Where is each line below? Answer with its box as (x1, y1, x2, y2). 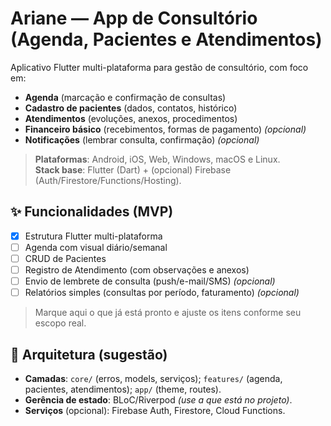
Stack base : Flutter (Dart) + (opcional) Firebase (34, 163, 232, 176)
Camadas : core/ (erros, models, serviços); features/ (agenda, (24, 372, 283, 384)
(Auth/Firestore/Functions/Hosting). (34, 174, 182, 186)
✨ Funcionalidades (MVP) (10, 203, 174, 221)
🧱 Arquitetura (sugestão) (10, 346, 168, 363)
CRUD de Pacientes (24, 252, 107, 264)
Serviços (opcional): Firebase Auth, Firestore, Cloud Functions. (24, 404, 286, 416)
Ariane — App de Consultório (10, 7, 258, 30)
